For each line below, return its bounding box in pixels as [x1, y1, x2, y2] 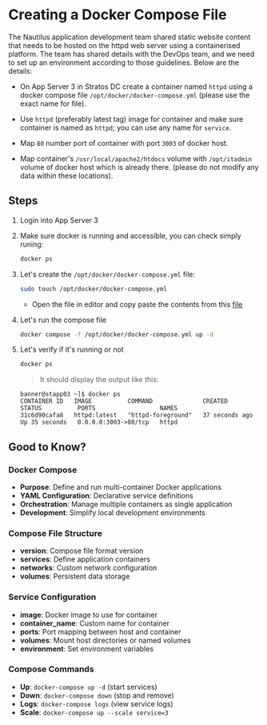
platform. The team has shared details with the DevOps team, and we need [8, 49, 255, 58]
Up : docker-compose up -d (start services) [19, 682, 157, 691]
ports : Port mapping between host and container [19, 626, 181, 636]
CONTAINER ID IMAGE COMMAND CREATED [19, 397, 229, 405]
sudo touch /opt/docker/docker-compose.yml [19, 284, 168, 293]
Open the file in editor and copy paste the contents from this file [31, 299, 243, 309]
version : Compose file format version [19, 546, 144, 556]
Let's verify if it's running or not [19, 344, 124, 354]
